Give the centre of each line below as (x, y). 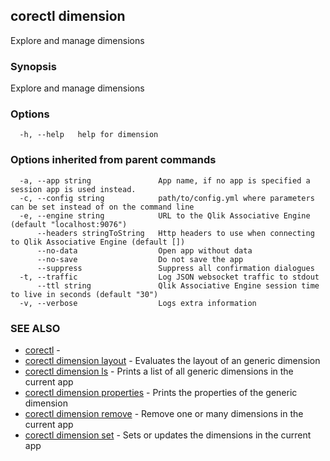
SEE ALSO (35, 328)
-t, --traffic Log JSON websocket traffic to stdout (169, 277)
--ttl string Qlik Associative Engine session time (178, 285)
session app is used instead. (73, 189)
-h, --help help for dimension (89, 135)
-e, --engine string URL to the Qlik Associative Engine (165, 215)
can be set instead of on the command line (102, 207)
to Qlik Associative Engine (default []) (98, 242)
